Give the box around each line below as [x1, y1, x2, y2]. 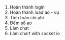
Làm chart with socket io [9, 31, 60, 36]
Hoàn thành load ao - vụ [9, 9, 60, 15]
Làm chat [9, 25, 29, 31]
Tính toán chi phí [9, 15, 44, 20]
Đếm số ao [9, 20, 32, 26]
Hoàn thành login [9, 4, 45, 10]
